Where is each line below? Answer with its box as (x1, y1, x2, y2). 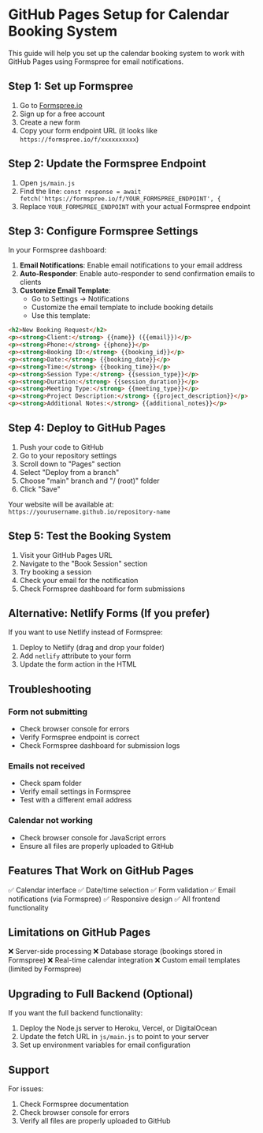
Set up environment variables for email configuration (19, 1040, 191, 1050)
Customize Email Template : (19, 286, 112, 295)
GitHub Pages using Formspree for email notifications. (8, 57, 184, 66)
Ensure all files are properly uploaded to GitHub (19, 841, 175, 851)
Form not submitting (8, 706, 88, 717)
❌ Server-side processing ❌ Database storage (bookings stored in (8, 947, 223, 956)
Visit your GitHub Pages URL (19, 550, 113, 559)
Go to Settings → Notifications (31, 294, 130, 304)
